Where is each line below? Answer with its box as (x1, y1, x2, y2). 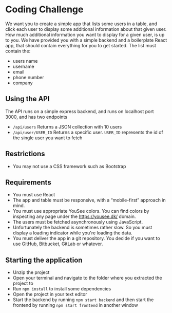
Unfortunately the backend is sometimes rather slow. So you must (12, 225, 152, 231)
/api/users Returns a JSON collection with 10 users (12, 123, 122, 130)
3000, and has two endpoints (5, 114, 68, 120)
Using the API (5, 95, 50, 103)
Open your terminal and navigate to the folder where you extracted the (12, 275, 163, 281)
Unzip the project (12, 269, 50, 275)
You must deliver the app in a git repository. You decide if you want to (12, 235, 160, 242)
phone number (12, 74, 45, 80)
